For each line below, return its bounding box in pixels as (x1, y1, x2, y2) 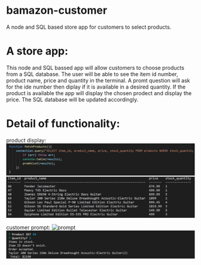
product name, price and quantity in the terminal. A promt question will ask (6, 77, 190, 84)
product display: (6, 136, 47, 144)
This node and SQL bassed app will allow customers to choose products (6, 64, 184, 71)
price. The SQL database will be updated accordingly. (6, 96, 139, 103)
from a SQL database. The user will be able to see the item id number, (6, 70, 178, 78)
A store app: (6, 44, 69, 58)
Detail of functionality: (6, 117, 120, 130)
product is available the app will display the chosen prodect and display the (6, 89, 192, 96)
